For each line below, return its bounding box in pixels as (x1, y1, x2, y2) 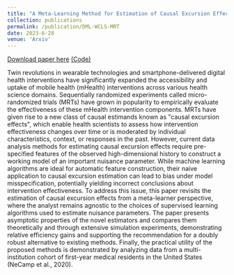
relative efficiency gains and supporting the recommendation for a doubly (7, 231, 219, 240)
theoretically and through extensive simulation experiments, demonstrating (7, 224, 222, 232)
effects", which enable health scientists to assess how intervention (7, 120, 198, 128)
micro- (187, 91, 208, 99)
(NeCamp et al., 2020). (7, 260, 73, 269)
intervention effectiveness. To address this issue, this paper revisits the (7, 187, 212, 195)
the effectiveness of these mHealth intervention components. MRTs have (7, 106, 217, 114)
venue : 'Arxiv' (7, 36, 52, 43)
